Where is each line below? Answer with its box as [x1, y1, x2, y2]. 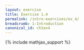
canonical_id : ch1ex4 [5, 26, 50, 31]
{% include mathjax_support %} [5, 39, 71, 45]
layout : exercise [5, 7, 41, 12]
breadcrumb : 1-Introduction [5, 21, 64, 26]
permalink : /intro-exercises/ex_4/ [5, 16, 79, 21]
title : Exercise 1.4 [5, 12, 48, 17]
